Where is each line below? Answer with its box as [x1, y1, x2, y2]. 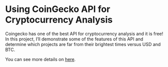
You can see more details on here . [5, 56, 76, 62]
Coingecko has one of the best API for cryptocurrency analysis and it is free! [5, 30, 163, 36]
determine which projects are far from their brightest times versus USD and [5, 41, 161, 47]
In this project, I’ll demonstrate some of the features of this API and [5, 36, 144, 42]
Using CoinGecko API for [5, 3, 110, 15]
